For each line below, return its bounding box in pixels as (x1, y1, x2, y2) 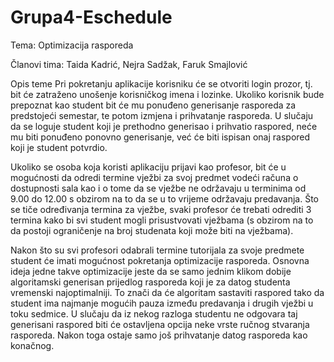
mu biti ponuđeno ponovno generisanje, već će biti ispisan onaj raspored (10, 131, 311, 143)
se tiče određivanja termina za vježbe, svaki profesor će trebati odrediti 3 (10, 203, 312, 215)
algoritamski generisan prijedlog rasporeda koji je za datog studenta (10, 276, 291, 288)
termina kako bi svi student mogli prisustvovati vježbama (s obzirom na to (10, 214, 314, 226)
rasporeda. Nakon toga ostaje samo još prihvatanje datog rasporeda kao (10, 329, 308, 341)
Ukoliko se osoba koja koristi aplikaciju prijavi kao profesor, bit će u (10, 161, 287, 173)
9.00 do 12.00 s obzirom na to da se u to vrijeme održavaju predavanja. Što (10, 192, 320, 205)
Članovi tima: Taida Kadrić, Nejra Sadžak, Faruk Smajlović (10, 58, 248, 70)
